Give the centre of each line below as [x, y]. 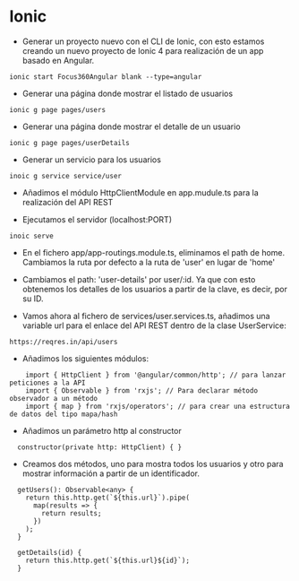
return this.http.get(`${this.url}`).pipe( [108, 498]
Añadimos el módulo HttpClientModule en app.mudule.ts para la [141, 192]
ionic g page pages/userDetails [69, 143]
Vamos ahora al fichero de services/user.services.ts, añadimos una [146, 316]
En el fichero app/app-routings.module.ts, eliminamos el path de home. [154, 252]
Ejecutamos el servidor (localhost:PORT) [97, 219]
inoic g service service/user [66, 176]
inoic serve [31, 236]
